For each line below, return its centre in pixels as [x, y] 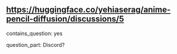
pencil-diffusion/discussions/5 [65, 19]
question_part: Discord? [35, 45]
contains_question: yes [34, 33]
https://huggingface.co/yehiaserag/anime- [88, 10]
